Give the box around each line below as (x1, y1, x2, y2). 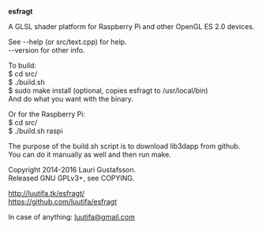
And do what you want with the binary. (8, 94, 134, 103)
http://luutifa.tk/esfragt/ (8, 189, 85, 198)
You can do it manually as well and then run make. (8, 150, 171, 159)
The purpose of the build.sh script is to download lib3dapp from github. (8, 142, 241, 150)
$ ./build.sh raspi (8, 126, 63, 135)
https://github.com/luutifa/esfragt (8, 197, 117, 206)
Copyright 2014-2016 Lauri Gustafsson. (8, 165, 137, 174)
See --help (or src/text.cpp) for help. (8, 37, 128, 46)
